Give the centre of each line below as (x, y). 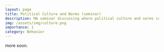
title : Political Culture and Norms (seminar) (53, 14)
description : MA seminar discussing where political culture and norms (79, 18)
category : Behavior (25, 32)
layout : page (18, 9)
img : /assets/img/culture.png (36, 23)
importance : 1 (20, 27)
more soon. (17, 45)
